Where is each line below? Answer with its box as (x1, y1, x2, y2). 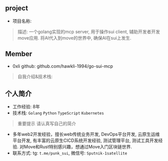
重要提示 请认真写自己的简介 (17, 120, 76, 127)
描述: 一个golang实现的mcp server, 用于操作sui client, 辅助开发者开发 (17, 29, 160, 35)
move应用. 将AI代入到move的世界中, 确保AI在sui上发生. (17, 35, 131, 41)
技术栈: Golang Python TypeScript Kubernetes (12, 110, 104, 116)
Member (5, 50, 33, 58)
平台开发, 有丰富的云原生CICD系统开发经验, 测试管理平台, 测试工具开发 (12, 137, 159, 143)
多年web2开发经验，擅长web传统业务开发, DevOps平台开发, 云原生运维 (12, 131, 160, 137)
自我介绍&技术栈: (17, 73, 53, 79)
